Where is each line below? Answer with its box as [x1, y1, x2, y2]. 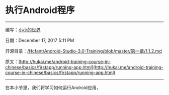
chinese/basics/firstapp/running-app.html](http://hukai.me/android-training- [5, 64, 163, 70]
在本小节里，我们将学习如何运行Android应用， [5, 84, 101, 90]
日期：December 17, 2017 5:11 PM [5, 37, 74, 43]
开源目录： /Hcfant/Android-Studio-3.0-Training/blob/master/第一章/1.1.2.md [5, 48, 162, 54]
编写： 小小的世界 [5, 26, 41, 32]
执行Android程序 [5, 4, 75, 16]
